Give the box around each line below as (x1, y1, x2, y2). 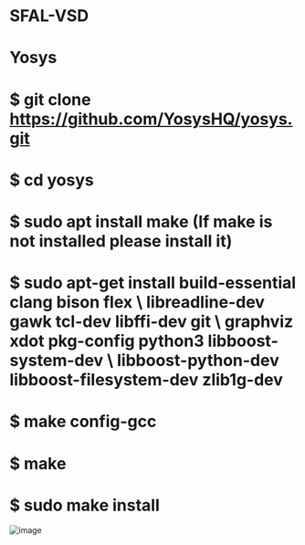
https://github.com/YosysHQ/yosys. (9, 109, 293, 129)
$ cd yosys (9, 170, 94, 190)
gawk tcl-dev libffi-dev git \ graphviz (9, 311, 294, 332)
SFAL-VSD (9, 5, 89, 26)
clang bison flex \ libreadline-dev (9, 292, 265, 313)
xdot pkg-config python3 (9, 330, 205, 351)
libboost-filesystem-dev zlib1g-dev (9, 370, 283, 391)
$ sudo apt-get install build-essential (9, 273, 297, 293)
